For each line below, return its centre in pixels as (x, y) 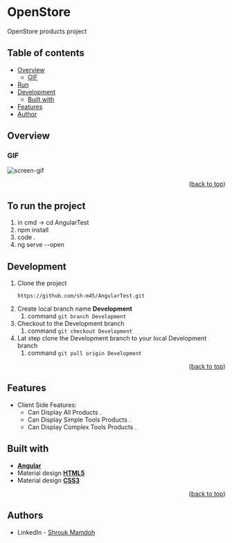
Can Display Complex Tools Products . (82, 426)
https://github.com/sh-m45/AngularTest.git (81, 296)
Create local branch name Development (75, 309)
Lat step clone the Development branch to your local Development (111, 338)
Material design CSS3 (48, 480)
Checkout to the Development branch (71, 324)
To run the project (46, 206)
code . (26, 237)
